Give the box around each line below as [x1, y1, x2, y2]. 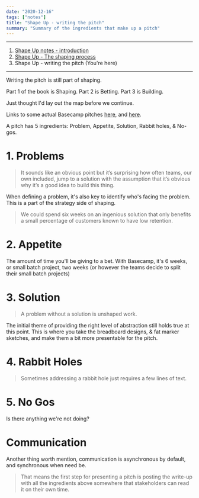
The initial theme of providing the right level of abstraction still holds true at [6, 322, 190, 329]
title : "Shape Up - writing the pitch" [6, 20, 105, 25]
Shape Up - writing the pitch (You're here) [14, 60, 117, 67]
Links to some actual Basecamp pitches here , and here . [6, 111, 142, 118]
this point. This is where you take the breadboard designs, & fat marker [6, 328, 179, 335]
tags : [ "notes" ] [6, 14, 46, 20]
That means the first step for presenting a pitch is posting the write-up [20, 473, 192, 480]
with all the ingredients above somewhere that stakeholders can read [20, 479, 190, 486]
